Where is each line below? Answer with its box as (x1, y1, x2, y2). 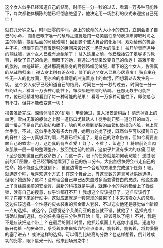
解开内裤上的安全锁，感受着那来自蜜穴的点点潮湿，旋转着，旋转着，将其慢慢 (5, 226, 158, 231)
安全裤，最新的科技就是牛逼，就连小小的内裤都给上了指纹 (38, 183, 154, 189)
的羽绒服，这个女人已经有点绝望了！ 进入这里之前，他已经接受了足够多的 (5, 51, 151, 57)
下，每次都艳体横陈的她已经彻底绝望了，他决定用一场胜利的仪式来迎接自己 (5, 10, 154, 16)
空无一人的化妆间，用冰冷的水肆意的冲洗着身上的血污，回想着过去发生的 (5, 75, 149, 81)
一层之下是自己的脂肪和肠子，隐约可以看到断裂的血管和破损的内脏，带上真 (9, 122, 158, 128)
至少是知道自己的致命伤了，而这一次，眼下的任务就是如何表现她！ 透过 (9, 153, 151, 158)
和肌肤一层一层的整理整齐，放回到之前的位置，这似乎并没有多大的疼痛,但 (5, 146, 151, 152)
